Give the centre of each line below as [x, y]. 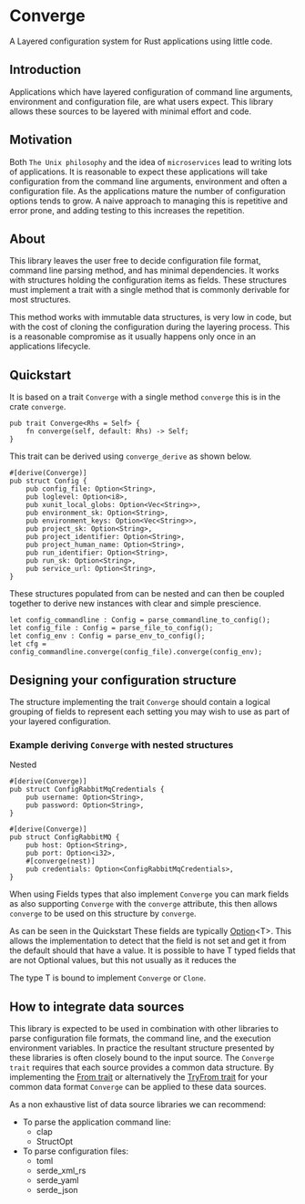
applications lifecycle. [50, 347]
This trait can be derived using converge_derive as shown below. [131, 456]
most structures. [40, 300]
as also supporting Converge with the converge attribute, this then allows [143, 904]
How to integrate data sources [97, 1007]
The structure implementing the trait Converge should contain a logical [140, 702]
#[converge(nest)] [61, 861]
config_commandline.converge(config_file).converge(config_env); [136, 652]
